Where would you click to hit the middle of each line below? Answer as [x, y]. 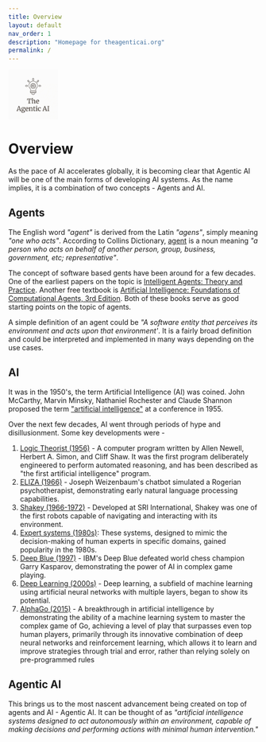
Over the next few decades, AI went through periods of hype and [114, 424]
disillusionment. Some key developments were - [87, 432]
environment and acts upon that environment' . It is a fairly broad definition [130, 330]
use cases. [26, 347]
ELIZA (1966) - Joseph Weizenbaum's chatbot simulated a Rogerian [131, 482]
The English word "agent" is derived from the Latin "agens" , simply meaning [133, 232]
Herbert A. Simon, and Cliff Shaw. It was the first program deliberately [134, 456]
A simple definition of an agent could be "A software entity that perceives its [133, 322]
